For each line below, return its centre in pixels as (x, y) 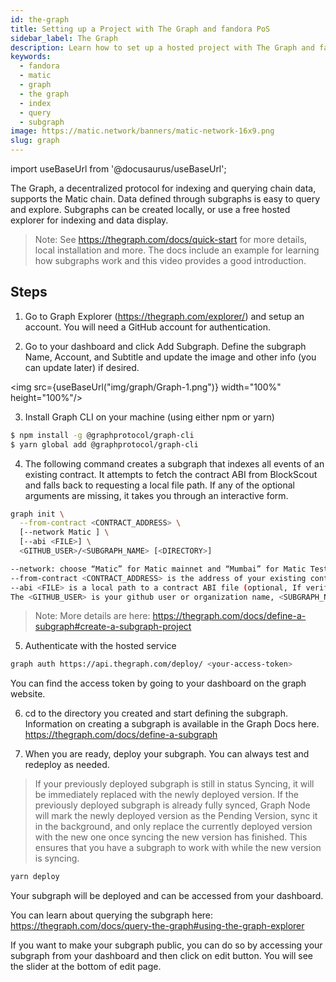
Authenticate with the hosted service (100, 646)
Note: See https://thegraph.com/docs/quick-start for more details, (171, 239)
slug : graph (35, 141)
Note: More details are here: (92, 616)
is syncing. (57, 858)
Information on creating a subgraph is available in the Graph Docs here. (172, 724)
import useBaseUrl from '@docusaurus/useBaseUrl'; (118, 169)
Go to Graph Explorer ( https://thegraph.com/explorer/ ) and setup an (164, 316)
